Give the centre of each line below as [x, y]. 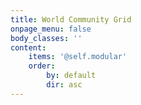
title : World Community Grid [71, 19]
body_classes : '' [46, 38]
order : [42, 66]
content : [28, 47]
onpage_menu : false [51, 29]
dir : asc [64, 85]
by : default [71, 76]
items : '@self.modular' [78, 57]
